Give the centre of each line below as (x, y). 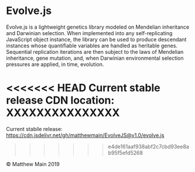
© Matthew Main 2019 (33, 164)
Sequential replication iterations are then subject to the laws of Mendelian (95, 51)
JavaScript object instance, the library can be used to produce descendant (96, 39)
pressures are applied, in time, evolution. (55, 64)
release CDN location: (60, 100)
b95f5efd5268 (126, 153)
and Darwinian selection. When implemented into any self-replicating (89, 33)
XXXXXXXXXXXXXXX (63, 113)
